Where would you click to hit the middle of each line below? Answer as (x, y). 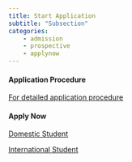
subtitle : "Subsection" (49, 23)
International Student (43, 150)
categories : (28, 31)
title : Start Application (52, 16)
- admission (43, 38)
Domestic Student (38, 134)
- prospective (47, 46)
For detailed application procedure (66, 97)
